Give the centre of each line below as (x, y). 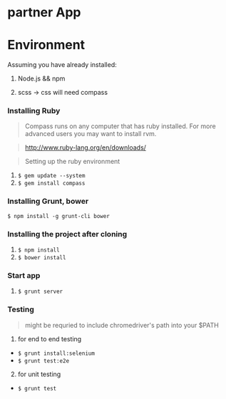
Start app (24, 275)
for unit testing (39, 374)
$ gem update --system (51, 176)
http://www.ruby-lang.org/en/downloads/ (85, 147)
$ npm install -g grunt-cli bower (59, 216)
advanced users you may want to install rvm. (91, 134)
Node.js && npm (41, 78)
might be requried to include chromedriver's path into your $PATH (122, 325)
